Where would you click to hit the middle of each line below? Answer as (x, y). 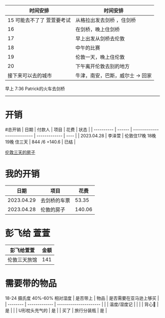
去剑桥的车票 (55, 200)
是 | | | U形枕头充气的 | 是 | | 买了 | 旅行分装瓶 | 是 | (56, 310)
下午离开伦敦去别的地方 (103, 66)
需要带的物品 (31, 284)
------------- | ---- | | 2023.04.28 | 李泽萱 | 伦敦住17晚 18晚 (96, 135)
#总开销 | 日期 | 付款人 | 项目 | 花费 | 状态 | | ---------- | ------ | (69, 129)
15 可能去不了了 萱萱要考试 (39, 20)
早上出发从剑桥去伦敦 (100, 39)
